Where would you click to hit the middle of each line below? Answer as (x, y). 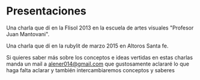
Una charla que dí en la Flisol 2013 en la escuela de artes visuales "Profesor (100, 28)
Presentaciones (47, 11)
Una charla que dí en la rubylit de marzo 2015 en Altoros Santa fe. (87, 46)
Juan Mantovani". (28, 34)
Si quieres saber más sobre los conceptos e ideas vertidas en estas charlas (100, 57)
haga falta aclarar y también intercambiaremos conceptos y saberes (91, 70)
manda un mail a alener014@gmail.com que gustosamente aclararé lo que (98, 64)
